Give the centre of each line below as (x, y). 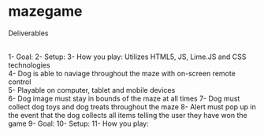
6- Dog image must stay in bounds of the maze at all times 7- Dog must (124, 98)
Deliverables (28, 33)
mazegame (45, 11)
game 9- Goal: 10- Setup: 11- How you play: (78, 123)
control (20, 82)
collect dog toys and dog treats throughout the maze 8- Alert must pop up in (132, 107)
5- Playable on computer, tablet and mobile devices (92, 90)
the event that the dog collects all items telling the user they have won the (128, 115)
